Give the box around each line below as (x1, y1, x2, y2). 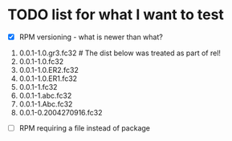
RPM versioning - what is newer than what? (18, 32, 164, 42)
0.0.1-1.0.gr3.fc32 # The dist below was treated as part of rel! (18, 48, 222, 58)
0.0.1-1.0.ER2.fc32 (18, 66, 79, 75)
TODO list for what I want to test (7, 6, 224, 24)
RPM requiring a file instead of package (18, 123, 150, 133)
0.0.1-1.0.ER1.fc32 (18, 74, 78, 83)
